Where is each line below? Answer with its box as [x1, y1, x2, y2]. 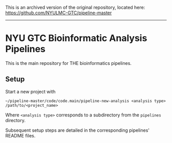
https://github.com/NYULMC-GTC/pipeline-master [5, 10, 112, 16]
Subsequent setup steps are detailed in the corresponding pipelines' [5, 127, 150, 133]
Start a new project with [5, 88, 56, 94]
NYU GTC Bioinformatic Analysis [5, 33, 147, 44]
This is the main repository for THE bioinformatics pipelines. [5, 60, 132, 66]
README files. [5, 132, 36, 138]
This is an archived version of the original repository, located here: [5, 5, 145, 10]
